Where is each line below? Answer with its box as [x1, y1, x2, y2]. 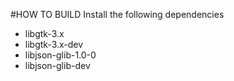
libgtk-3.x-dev [24, 39, 84, 50]
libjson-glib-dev [24, 60, 91, 71]
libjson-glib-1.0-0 [24, 49, 97, 61]
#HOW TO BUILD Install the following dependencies [10, 9, 225, 20]
